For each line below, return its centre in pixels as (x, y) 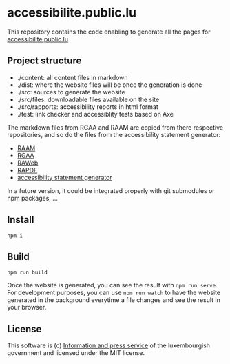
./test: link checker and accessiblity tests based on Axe (95, 114)
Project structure (44, 61)
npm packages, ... (33, 198)
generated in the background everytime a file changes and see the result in (114, 300)
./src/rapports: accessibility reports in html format (87, 107)
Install (21, 220)
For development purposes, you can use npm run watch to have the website (114, 293)
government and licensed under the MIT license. (76, 353)
